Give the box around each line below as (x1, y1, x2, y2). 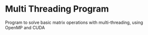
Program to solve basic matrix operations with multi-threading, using (5, 19, 143, 25)
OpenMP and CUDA (5, 24, 45, 30)
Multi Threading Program (5, 3, 109, 15)
